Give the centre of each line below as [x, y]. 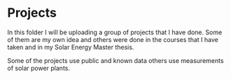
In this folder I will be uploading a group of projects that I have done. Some [115, 32]
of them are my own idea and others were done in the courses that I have [113, 39]
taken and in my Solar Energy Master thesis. [71, 47]
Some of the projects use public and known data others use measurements [115, 60]
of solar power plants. [39, 68]
